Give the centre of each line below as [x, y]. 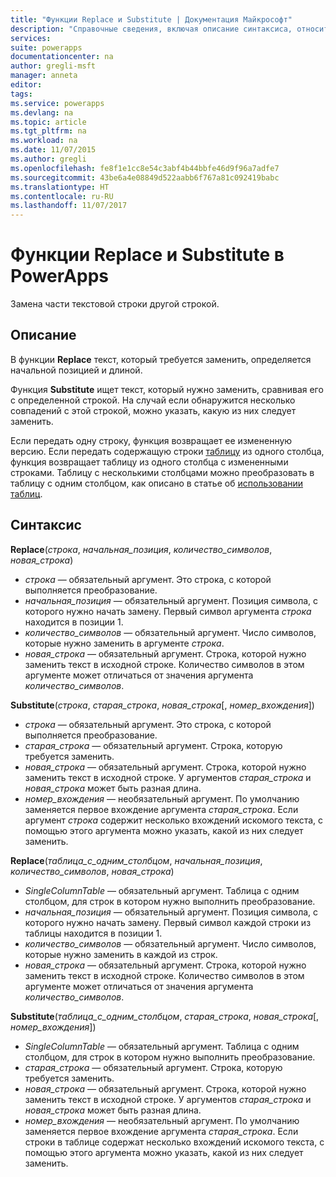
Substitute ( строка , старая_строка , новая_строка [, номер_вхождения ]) [162, 705]
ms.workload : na [44, 141]
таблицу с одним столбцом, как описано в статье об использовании [157, 483]
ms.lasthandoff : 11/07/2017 [69, 206]
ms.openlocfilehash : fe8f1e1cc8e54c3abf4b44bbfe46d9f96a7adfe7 [145, 168]
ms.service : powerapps [57, 103]
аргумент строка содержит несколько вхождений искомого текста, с [174, 820]
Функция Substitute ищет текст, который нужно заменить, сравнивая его [167, 389]
